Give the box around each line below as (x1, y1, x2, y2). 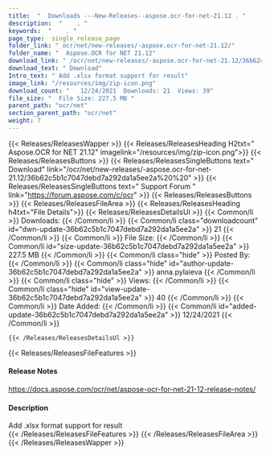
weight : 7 (8, 117, 42, 125)
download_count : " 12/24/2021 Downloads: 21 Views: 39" (8, 86, 215, 95)
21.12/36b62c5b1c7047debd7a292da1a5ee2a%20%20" (8, 172, 192, 182)
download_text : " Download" (8, 64, 103, 72)
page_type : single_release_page (8, 34, 121, 43)
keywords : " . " (8, 27, 78, 35)
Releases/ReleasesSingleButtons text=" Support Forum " (8, 181, 196, 191)
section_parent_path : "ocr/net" (8, 110, 117, 118)
